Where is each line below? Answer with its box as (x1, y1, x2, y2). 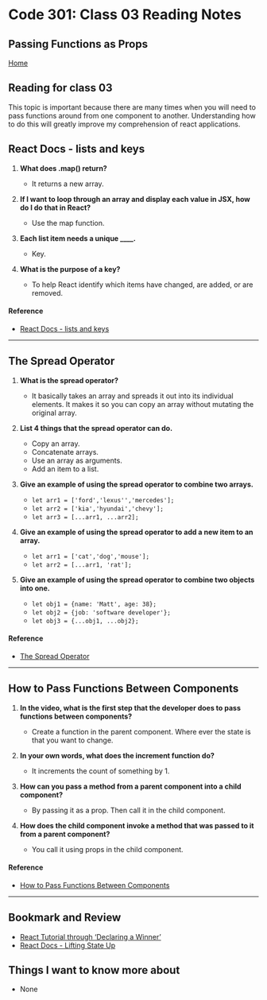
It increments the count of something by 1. (31, 766, 170, 776)
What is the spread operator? (19, 375, 119, 385)
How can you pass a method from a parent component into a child (19, 781, 242, 791)
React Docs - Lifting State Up (19, 940, 116, 950)
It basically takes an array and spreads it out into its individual (31, 391, 234, 401)
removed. (31, 288, 64, 297)
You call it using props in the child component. (31, 844, 184, 854)
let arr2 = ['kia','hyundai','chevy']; (31, 505, 164, 513)
